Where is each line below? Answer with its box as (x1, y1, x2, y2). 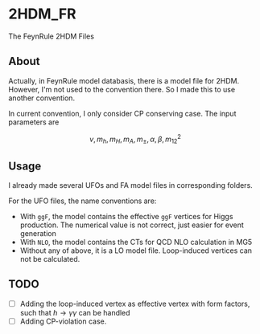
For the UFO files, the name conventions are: (8, 196, 157, 206)
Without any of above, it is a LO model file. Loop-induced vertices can (19, 246, 252, 255)
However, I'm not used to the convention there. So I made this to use (8, 84, 236, 94)
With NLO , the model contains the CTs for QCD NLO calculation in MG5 (19, 238, 253, 247)
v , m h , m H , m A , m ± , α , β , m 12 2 (89, 132, 181, 145)
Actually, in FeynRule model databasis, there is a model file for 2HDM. (8, 75, 240, 85)
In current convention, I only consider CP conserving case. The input (8, 108, 237, 118)
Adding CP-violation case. (19, 316, 107, 326)
